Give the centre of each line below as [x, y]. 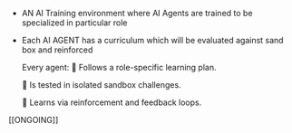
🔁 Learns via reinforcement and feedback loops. [112, 102]
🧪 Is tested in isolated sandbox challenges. [102, 85]
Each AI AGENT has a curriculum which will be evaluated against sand [152, 40]
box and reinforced [57, 50]
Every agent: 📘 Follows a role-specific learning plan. [119, 67]
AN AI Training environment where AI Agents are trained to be [137, 13]
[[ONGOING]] [34, 120]
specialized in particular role [74, 23]
